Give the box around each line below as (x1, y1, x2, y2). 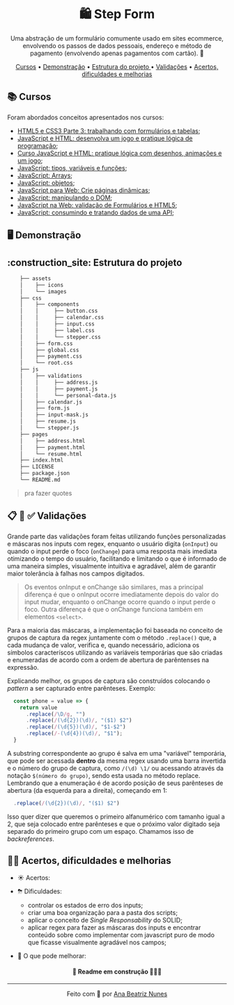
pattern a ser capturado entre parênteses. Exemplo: (7, 684, 156, 692)
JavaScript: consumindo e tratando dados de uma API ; (17, 208, 175, 217)
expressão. (7, 663, 40, 671)
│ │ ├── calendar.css (19, 314, 104, 321)
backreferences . (7, 835, 54, 843)
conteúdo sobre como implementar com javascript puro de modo (27, 930, 214, 939)
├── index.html (19, 457, 64, 464)
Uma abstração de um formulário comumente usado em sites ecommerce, (10, 34, 224, 43)
